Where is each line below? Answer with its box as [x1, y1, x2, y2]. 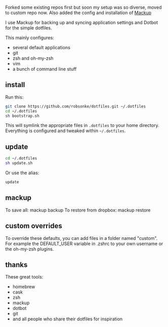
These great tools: [5, 274, 44, 280]
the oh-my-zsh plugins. [5, 246, 54, 252]
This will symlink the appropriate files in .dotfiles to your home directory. [5, 122, 159, 129]
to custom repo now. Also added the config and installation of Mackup [5, 10, 152, 16]
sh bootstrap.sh [5, 113, 39, 118]
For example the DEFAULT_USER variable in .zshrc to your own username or [5, 240, 163, 247]
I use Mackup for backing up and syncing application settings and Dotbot [5, 20, 158, 25]
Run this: [5, 94, 24, 100]
